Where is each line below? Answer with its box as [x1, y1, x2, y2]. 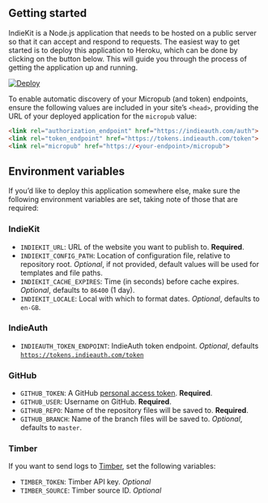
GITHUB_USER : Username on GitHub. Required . [19, 397, 172, 406]
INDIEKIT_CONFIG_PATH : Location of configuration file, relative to [19, 251, 231, 260]
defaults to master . [19, 423, 83, 432]
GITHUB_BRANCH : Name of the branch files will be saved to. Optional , [19, 414, 243, 424]
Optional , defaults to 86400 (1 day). [19, 285, 135, 294]
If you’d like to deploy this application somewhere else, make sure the [8, 186, 240, 196]
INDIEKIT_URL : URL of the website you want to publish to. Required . [19, 242, 245, 251]
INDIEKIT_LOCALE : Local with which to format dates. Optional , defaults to [19, 294, 261, 303]
